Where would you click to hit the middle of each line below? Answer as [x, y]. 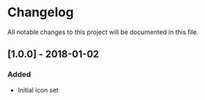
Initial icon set [38, 90]
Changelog [41, 12]
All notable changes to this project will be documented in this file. [103, 32]
